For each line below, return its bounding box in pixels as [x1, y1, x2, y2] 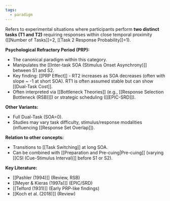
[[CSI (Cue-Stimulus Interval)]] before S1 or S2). [12, 155, 113, 161]
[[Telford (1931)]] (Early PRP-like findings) [12, 185, 100, 191]
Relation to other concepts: [5, 134, 64, 140]
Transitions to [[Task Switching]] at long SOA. [12, 144, 108, 150]
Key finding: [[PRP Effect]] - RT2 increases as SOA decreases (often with [12, 72, 165, 78]
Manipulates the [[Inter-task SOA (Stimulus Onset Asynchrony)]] [12, 62, 147, 68]
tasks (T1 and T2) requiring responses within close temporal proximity [5, 31, 152, 37]
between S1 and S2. [12, 67, 54, 73]
